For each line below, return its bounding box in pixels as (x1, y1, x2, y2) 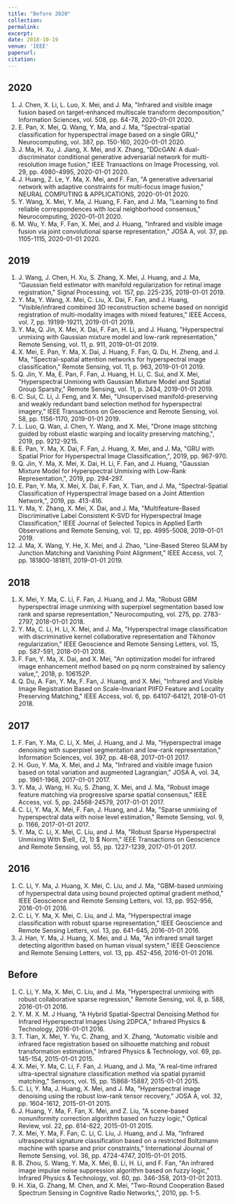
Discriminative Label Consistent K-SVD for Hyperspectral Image (17, 512, 202, 520)
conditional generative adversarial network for (57, 152, 191, 161)
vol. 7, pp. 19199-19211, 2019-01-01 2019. (17, 318, 135, 327)
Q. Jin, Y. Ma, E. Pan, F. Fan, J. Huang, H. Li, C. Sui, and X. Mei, (17, 370, 200, 378)
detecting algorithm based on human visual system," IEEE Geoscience (17, 940, 220, 950)
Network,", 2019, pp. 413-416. (17, 497, 104, 505)
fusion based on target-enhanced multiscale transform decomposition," (17, 108, 225, 116)
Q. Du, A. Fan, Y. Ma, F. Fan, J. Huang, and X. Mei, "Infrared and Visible (17, 677, 223, 685)
